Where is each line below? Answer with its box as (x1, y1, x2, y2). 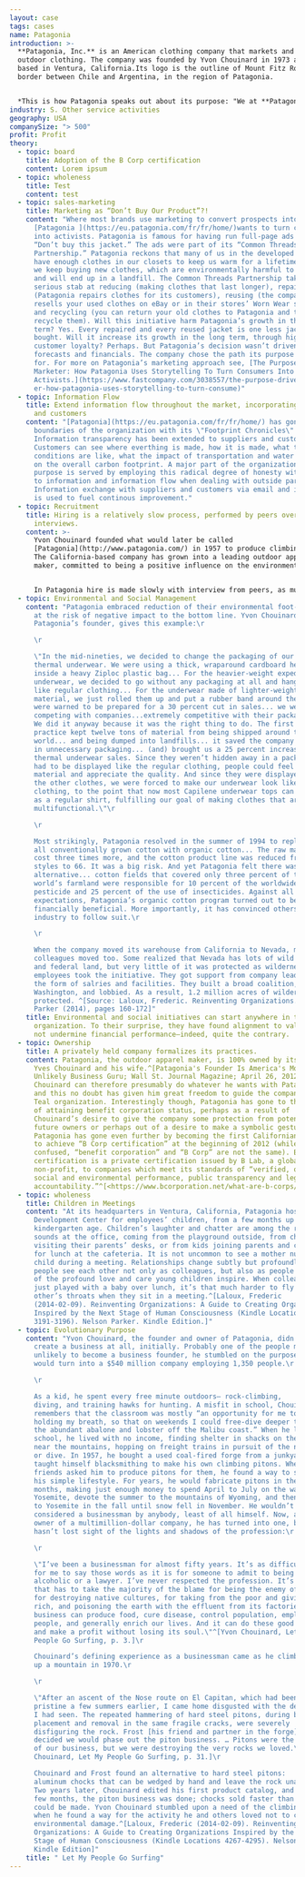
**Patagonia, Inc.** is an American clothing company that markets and (17, 47, 295, 56)
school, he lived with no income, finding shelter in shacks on (33, 1434, 282, 1444)
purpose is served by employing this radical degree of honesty (33, 469, 282, 478)
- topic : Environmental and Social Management (17, 594, 197, 603)
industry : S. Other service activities (9, 105, 161, 114)
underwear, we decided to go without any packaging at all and (33, 677, 279, 687)
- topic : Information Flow (17, 392, 120, 401)
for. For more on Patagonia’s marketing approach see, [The (33, 359, 266, 368)
